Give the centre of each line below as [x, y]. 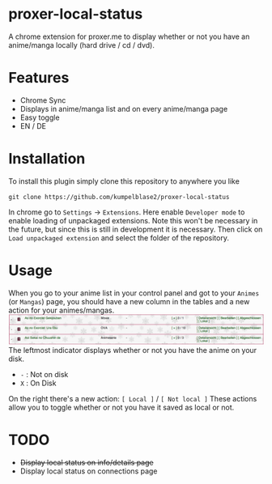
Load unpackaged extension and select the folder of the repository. [119, 238]
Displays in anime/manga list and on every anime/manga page [124, 108]
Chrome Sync [43, 100]
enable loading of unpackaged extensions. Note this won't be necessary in [133, 220]
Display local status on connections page [89, 471]
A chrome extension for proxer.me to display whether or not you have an [129, 36]
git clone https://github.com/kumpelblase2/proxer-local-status [119, 197]
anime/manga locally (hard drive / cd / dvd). [82, 45]
